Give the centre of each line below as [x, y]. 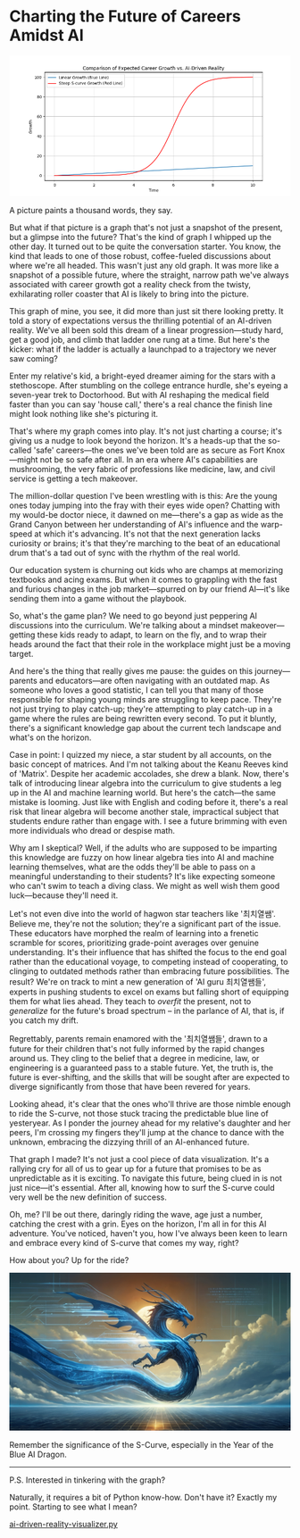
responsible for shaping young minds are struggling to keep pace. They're [146, 699]
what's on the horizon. [50, 737]
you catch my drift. [44, 1020]
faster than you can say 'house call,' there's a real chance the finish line [141, 404]
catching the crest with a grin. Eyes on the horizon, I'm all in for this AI [138, 1224]
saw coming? [33, 358]
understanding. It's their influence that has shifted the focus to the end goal [148, 952]
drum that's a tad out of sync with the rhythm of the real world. [125, 553]
